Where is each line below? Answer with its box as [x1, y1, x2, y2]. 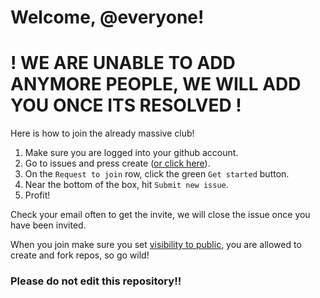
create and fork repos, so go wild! [10, 249, 150, 261]
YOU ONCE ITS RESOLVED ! [10, 94, 242, 117]
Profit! [24, 189, 51, 201]
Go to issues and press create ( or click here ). [24, 157, 211, 170]
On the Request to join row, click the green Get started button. [24, 168, 290, 180]
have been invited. [10, 219, 87, 231]
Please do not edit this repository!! [10, 274, 182, 288]
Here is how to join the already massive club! [10, 127, 195, 140]
